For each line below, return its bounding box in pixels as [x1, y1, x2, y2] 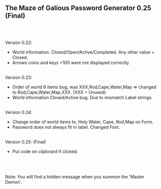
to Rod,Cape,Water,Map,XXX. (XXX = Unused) [12, 89, 106, 95]
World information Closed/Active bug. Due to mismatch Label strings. [12, 94, 153, 100]
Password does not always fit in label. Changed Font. [12, 124, 120, 130]
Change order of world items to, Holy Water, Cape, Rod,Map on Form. [12, 118, 154, 125]
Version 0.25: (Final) [5, 139, 46, 145]
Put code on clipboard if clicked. [12, 148, 78, 154]
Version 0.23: [5, 74, 32, 80]
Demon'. [5, 179, 22, 185]
